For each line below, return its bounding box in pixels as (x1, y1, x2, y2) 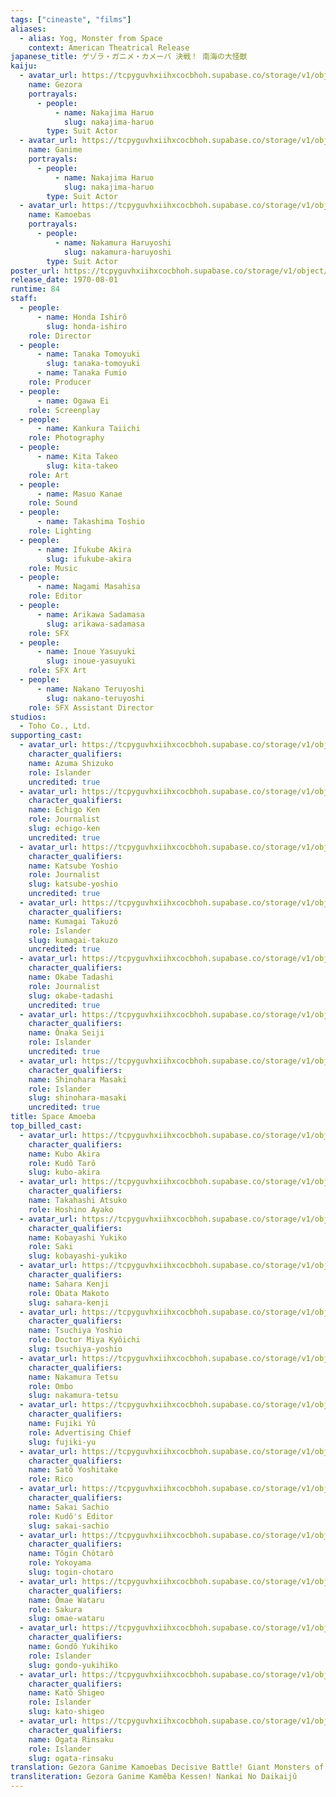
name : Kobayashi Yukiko (28, 1232, 128, 1243)
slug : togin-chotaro (28, 1567, 114, 1577)
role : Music (28, 563, 78, 573)
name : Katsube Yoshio (28, 861, 118, 871)
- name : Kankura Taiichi (36, 424, 141, 434)
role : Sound (28, 498, 78, 508)
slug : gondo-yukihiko (28, 1660, 118, 1670)
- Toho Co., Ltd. (19, 721, 92, 731)
